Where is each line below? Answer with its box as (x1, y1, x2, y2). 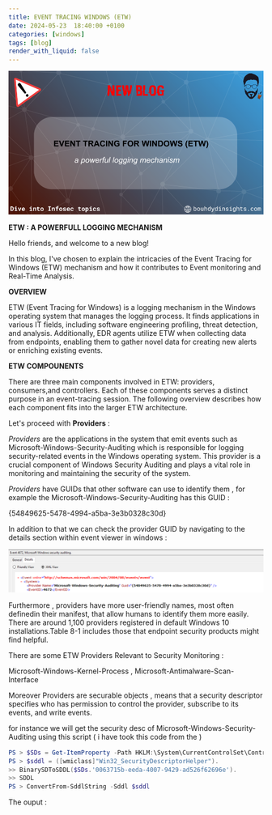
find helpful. (8, 635, 49, 644)
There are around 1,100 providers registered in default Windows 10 (8, 618, 230, 627)
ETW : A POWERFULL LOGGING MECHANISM (8, 223, 164, 232)
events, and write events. (8, 707, 92, 717)
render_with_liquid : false (8, 47, 100, 56)
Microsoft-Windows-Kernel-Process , (8, 666, 134, 676)
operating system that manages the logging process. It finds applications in (8, 311, 260, 320)
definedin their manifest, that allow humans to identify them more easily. (8, 609, 249, 618)
